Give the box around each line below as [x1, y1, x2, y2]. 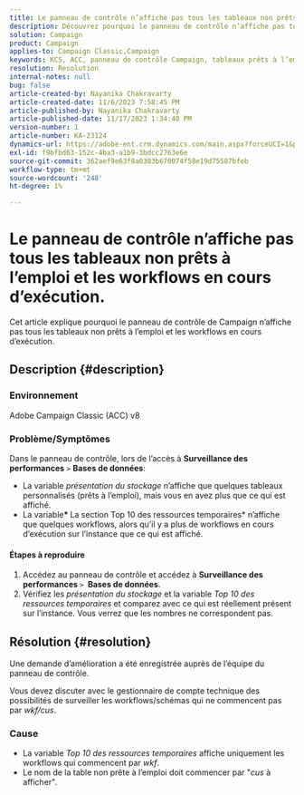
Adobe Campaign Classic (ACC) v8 [9, 410, 140, 421]
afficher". [22, 777, 57, 788]
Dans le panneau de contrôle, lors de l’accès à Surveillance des [9, 453, 249, 464]
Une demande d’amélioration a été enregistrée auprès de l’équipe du [9, 658, 265, 669]
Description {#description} [9, 362, 165, 377]
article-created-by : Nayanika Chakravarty [9, 89, 172, 98]
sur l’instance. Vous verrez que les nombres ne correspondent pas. [22, 608, 273, 619]
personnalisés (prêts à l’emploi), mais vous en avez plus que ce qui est [22, 490, 287, 501]
